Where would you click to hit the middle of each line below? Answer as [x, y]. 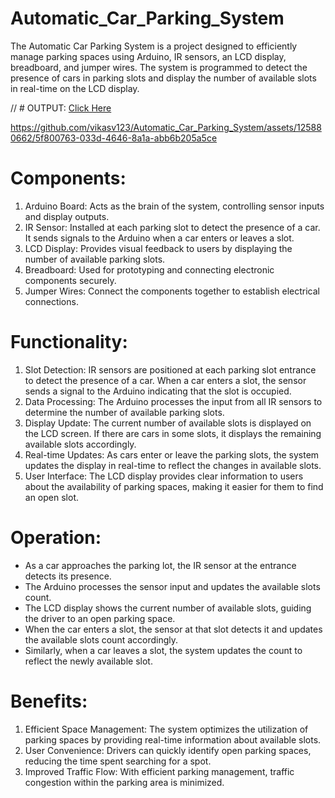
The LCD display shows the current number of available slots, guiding [168, 608]
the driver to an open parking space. [100, 618]
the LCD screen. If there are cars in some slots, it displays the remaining [173, 433]
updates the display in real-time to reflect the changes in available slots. [173, 465]
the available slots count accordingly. [101, 639]
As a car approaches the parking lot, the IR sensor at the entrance [160, 565]
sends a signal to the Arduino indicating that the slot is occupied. [158, 391]
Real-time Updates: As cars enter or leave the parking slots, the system [172, 454]
